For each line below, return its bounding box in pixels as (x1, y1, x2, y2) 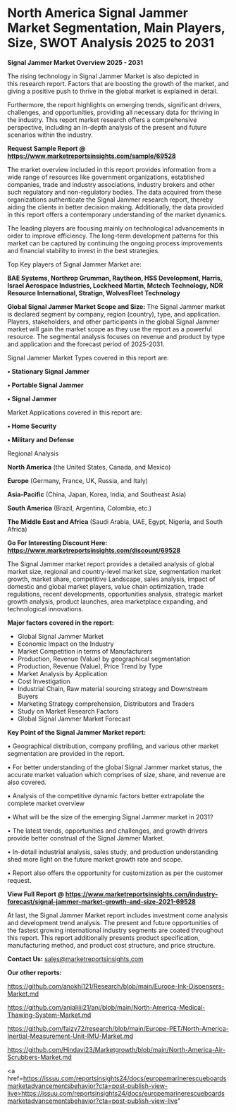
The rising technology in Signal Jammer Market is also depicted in (7, 72, 199, 80)
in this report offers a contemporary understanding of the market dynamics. (7, 210, 227, 219)
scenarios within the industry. (7, 130, 93, 139)
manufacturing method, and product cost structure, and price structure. (7, 941, 216, 949)
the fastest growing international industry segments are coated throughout (7, 926, 224, 934)
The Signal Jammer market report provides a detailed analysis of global (7, 559, 215, 568)
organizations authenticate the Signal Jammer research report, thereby (7, 195, 213, 204)
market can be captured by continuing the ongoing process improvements (7, 238, 223, 248)
